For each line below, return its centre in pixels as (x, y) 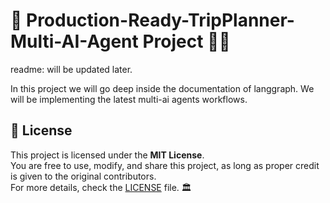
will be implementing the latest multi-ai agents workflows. (129, 99)
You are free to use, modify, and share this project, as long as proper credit (165, 165)
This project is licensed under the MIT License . (107, 155)
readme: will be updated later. (71, 69)
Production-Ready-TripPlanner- (160, 20)
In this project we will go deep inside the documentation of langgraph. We (162, 88)
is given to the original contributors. (83, 176)
